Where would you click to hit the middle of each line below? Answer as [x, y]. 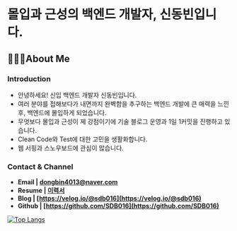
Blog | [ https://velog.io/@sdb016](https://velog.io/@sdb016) [109, 199]
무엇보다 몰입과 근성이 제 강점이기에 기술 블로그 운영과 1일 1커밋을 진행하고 [120, 122]
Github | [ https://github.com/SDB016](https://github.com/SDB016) [118, 206]
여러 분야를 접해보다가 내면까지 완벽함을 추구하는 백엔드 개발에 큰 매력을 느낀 [123, 104]
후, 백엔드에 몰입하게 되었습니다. [62, 112]
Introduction [29, 78]
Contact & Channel [40, 167]
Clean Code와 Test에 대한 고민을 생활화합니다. [82, 139]
